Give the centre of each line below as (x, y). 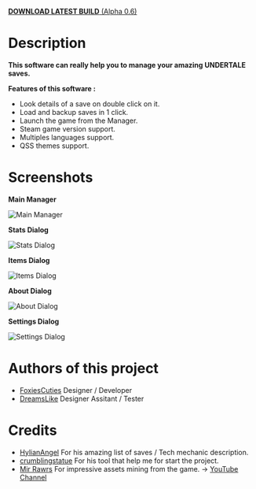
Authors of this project (84, 369)
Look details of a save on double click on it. (90, 104)
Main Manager (32, 199)
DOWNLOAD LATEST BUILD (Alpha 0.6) (73, 11)
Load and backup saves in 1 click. (74, 112)
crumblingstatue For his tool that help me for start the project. (119, 461)
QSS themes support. (54, 146)
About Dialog (30, 291)
